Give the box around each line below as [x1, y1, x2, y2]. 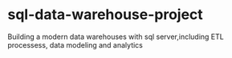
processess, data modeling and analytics [7, 40, 144, 49]
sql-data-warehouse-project [7, 6, 204, 24]
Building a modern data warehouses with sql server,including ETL [7, 32, 224, 41]
